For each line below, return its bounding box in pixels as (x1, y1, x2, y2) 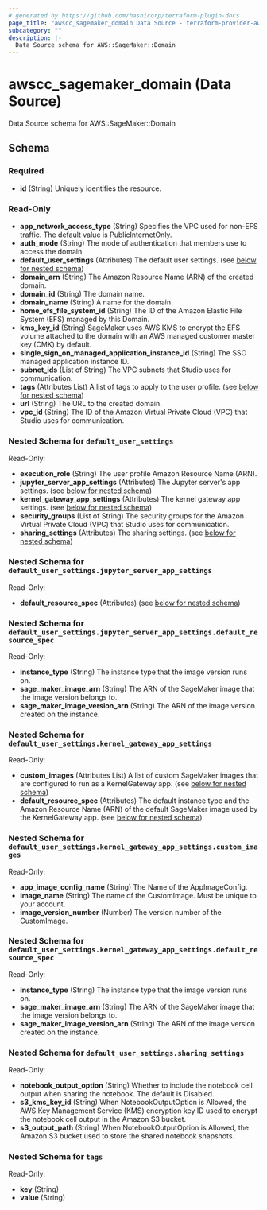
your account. (19, 899, 66, 909)
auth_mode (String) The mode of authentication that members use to (19, 239, 247, 248)
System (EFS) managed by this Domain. (19, 315, 150, 324)
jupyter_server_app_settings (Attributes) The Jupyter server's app (19, 478, 241, 487)
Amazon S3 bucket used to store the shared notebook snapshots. (19, 1131, 235, 1141)
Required (8, 165, 44, 176)
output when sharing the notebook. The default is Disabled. (19, 1089, 215, 1099)
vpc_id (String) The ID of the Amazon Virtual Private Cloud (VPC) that (19, 407, 248, 417)
